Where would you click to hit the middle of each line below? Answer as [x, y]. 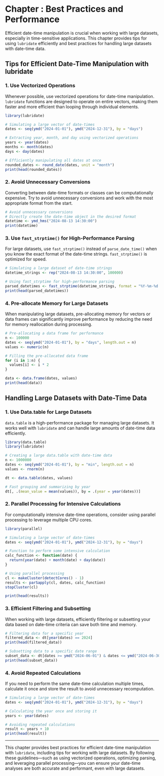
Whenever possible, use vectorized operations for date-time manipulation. [80, 96]
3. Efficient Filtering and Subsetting [48, 609]
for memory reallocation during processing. [49, 325]
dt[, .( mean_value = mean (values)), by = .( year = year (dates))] [73, 491]
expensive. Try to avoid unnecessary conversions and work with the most [79, 198]
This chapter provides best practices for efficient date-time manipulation [78, 748]
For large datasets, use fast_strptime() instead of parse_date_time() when [81, 249]
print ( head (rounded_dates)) [34, 169]
